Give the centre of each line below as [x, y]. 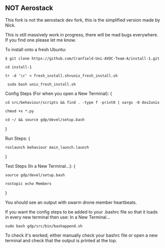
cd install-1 [18, 67]
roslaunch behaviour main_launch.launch [47, 147]
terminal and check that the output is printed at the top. [61, 240]
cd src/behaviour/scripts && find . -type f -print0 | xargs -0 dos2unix [82, 102]
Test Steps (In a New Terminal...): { [40, 166]
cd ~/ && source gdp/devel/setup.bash [45, 120]
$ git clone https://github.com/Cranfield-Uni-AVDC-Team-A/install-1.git [82, 59]
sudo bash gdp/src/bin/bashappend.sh [44, 226]
